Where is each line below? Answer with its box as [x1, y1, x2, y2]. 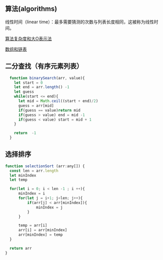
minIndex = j [36, 205, 63, 210]
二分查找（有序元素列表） [5, 62, 83, 70]
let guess [14, 89, 35, 94]
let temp [9, 178, 28, 183]
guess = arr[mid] [18, 103, 54, 108]
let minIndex [9, 173, 37, 178]
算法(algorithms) [5, 4, 57, 13]
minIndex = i [18, 191, 45, 196]
